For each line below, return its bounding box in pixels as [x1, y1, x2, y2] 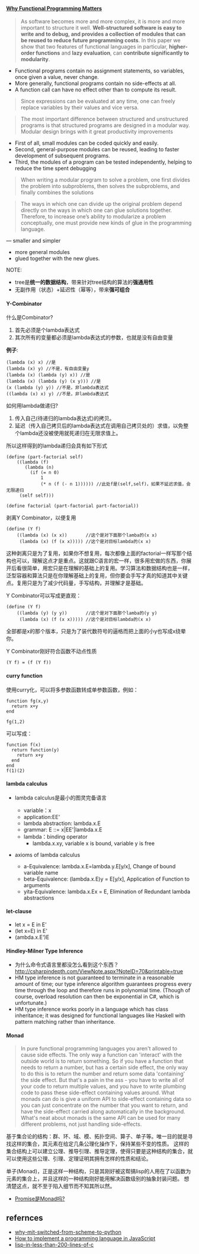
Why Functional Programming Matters [6, 5, 102, 12]
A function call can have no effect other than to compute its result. [14, 86, 176, 93]
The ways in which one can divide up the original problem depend [20, 201, 182, 208]
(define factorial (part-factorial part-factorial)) [6, 503, 139, 509]
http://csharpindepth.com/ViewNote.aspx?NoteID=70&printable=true [14, 968, 184, 975]
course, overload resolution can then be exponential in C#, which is [14, 993, 179, 1000]
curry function [6, 672, 43, 679]
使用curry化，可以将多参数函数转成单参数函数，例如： [6, 686, 139, 693]
